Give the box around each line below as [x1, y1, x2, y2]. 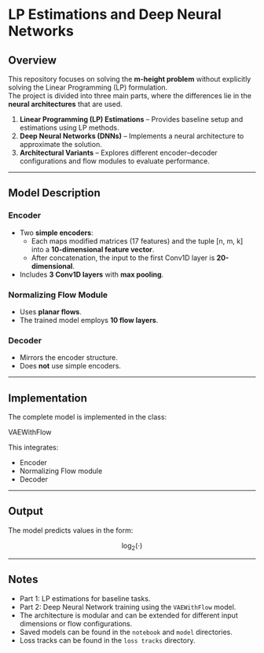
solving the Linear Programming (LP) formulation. [8, 83, 168, 92]
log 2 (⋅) [121, 541, 143, 552]
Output [8, 504, 43, 518]
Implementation [8, 391, 88, 405]
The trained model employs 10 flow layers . [19, 315, 159, 325]
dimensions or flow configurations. [19, 618, 133, 628]
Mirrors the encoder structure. [19, 353, 118, 362]
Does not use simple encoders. [19, 361, 122, 371]
